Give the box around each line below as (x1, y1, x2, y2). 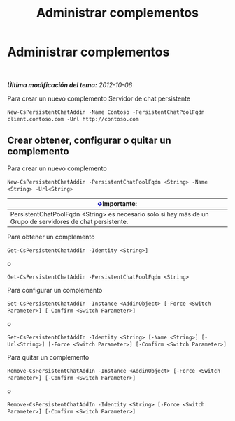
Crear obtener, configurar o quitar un (7, 135, 171, 147)
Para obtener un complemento (7, 232, 95, 241)
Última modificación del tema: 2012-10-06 (7, 80, 133, 89)
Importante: (102, 200, 138, 208)
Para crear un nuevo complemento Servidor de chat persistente (7, 94, 191, 103)
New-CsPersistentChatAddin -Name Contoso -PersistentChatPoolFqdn (7, 108, 205, 116)
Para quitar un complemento (7, 353, 90, 361)
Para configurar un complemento (7, 286, 103, 294)
